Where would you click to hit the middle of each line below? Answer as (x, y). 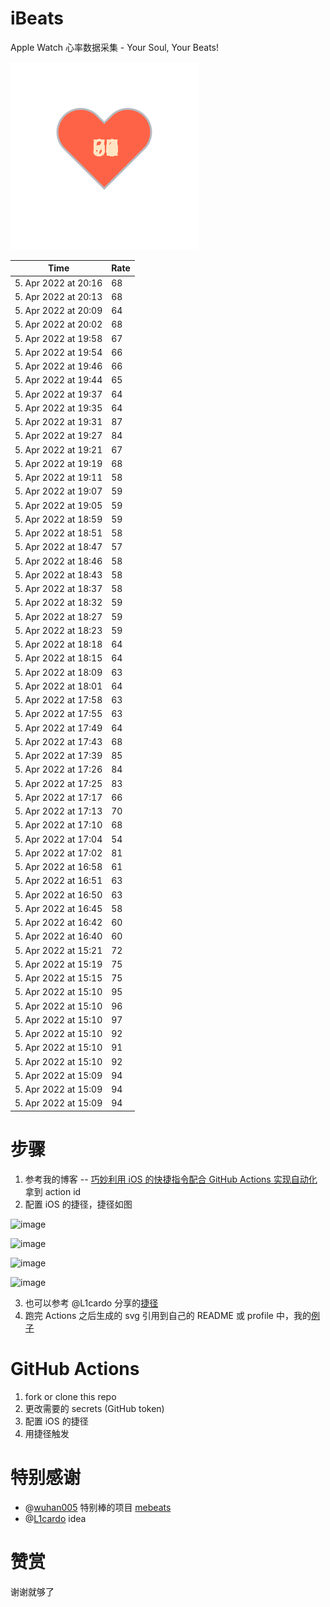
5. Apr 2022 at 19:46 (58, 366)
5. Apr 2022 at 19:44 (58, 380)
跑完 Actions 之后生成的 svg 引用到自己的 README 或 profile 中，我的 (168, 1315)
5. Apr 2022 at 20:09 (58, 311)
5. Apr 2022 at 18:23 (58, 630)
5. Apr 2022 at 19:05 (58, 505)
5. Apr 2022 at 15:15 (58, 978)
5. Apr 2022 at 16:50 (58, 894)
